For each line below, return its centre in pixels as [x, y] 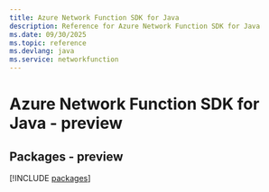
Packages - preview [66, 156]
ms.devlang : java [42, 51]
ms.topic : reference [48, 43]
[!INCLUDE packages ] [50, 178]
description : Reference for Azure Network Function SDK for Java [134, 26]
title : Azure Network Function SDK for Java [94, 18]
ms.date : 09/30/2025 [48, 34]
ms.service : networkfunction [64, 59]
